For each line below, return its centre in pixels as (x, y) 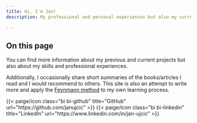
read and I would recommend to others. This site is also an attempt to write (96, 84)
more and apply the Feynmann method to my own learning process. (88, 90)
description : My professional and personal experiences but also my (91, 17)
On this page (30, 45)
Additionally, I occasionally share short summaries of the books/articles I (94, 77)
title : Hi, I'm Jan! (31, 11)
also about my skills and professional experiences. (67, 66)
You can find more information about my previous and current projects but (96, 60)
